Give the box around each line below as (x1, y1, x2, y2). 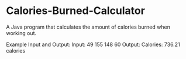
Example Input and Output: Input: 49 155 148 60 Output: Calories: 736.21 (6, 41, 180, 48)
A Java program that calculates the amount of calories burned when (6, 23, 171, 30)
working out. (6, 29, 37, 36)
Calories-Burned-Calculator (6, 4, 145, 18)
